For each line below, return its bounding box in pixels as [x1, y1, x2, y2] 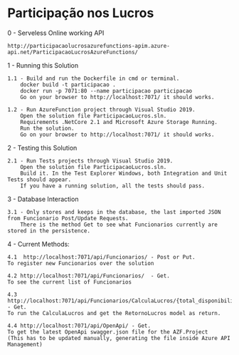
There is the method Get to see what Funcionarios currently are [20, 221, 218, 228]
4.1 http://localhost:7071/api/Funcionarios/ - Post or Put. [7, 253, 196, 261]
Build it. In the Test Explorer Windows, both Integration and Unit [20, 170, 228, 177]
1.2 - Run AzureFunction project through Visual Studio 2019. [7, 106, 196, 113]
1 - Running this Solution [7, 61, 79, 69]
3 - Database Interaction [7, 195, 79, 203]
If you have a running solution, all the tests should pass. [20, 182, 205, 190]
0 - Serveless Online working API [7, 29, 105, 37]
